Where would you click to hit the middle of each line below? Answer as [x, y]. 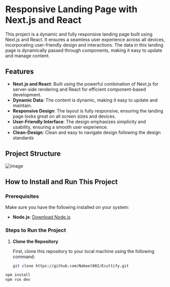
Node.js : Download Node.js [42, 217]
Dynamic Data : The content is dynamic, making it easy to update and [85, 100]
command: [24, 257]
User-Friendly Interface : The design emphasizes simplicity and [79, 121]
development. [27, 94]
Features [20, 72]
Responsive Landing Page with [72, 9]
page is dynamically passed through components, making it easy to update [84, 50]
